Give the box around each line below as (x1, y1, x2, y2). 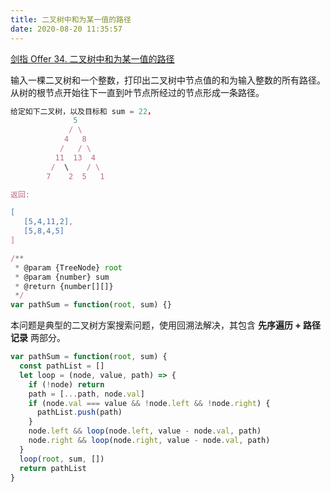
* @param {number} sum (14, 272, 110, 282)
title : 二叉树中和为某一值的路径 (10, 14, 132, 25)
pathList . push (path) (36, 407, 123, 418)
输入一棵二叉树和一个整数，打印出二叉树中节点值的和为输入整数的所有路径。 (10, 74, 326, 86)
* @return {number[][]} (14, 281, 114, 291)
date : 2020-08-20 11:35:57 (10, 24, 123, 34)
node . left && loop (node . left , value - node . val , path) (28, 426, 262, 436)
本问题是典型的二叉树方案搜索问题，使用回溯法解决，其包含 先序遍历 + (10, 319, 302, 331)
